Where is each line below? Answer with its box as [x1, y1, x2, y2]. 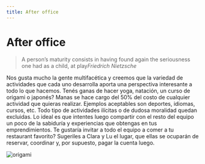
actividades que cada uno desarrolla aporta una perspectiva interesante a [6, 80, 193, 88]
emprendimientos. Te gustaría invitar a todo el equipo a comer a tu [6, 126, 174, 133]
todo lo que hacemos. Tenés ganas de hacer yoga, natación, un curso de [6, 87, 191, 94]
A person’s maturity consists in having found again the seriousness [21, 56, 191, 63]
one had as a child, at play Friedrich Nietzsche [21, 62, 137, 69]
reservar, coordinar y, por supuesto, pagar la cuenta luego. [6, 139, 155, 146]
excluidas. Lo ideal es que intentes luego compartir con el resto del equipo [6, 113, 195, 120]
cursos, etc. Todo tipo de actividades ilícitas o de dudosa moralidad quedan [6, 106, 198, 114]
